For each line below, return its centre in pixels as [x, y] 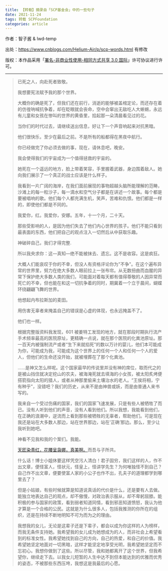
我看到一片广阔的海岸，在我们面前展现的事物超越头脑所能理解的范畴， [90, 186]
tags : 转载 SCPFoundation [31, 19]
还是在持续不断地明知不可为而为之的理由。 [70, 515]
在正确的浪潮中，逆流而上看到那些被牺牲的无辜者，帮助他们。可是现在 [90, 416]
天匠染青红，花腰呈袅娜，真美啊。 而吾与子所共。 [68, 450]
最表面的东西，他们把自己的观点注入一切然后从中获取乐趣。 [79, 232]
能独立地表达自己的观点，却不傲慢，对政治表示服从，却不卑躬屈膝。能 [90, 496]
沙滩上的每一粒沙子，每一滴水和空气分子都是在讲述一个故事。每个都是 [90, 192]
